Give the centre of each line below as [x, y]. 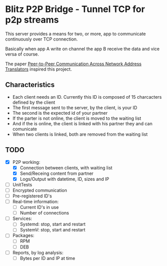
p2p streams [32, 20]
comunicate [25, 129]
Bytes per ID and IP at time [47, 258]
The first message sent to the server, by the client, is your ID [75, 107]
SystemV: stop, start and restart [53, 230]
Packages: [23, 235]
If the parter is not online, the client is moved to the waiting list [77, 118]
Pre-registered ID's [32, 196]
